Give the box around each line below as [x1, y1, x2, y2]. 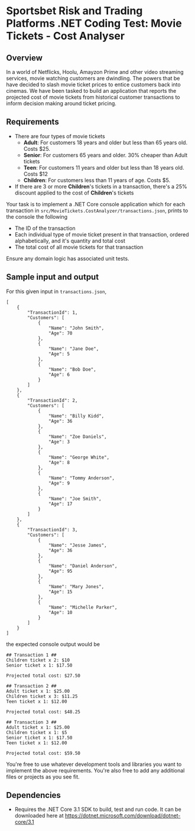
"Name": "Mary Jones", [48, 583, 105, 589]
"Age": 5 [48, 350, 70, 357]
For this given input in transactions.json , [6, 288, 107, 295]
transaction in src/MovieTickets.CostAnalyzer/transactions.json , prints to [6, 207, 188, 214]
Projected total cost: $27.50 [6, 673, 81, 679]
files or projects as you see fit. [6, 773, 80, 780]
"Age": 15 [48, 589, 73, 595]
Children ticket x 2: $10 [6, 657, 70, 663]
